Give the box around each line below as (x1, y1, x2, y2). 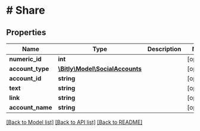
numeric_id (9, 55, 42, 63)
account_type (9, 65, 49, 73)
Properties (6, 27, 46, 38)
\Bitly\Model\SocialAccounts (58, 65, 142, 73)
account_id (9, 74, 42, 82)
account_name (9, 104, 52, 111)
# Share (6, 4, 46, 17)
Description (147, 45, 182, 53)
